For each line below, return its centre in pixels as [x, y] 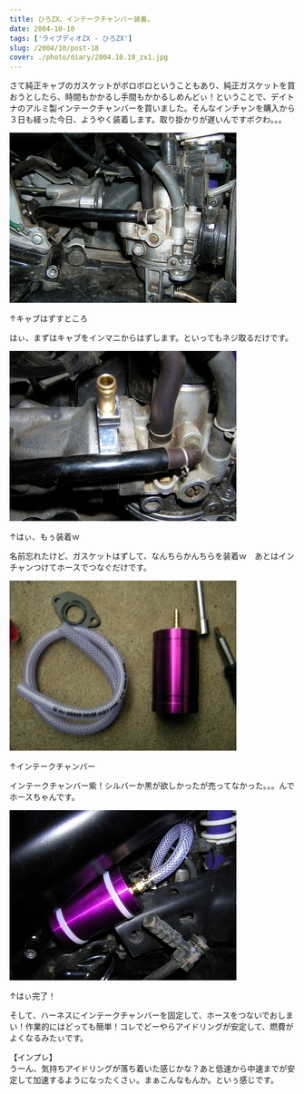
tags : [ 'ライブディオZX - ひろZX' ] [71, 38]
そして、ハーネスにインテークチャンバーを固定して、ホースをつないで [140, 1015]
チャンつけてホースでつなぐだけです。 [80, 568]
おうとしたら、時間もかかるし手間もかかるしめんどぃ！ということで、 [140, 97]
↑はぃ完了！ [33, 996]
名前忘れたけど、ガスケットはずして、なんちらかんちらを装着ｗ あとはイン [152, 556]
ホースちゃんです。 [44, 797]
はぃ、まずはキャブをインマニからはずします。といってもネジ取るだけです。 [151, 338]
